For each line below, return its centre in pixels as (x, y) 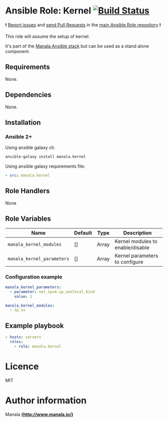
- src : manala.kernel (28, 176)
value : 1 (23, 296)
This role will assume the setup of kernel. (47, 36)
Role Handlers (27, 191)
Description (137, 233)
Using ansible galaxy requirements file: (45, 166)
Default (83, 233)
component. (17, 51)
